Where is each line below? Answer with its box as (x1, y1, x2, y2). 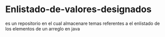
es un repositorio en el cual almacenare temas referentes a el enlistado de (5, 20, 160, 26)
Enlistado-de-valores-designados (5, 4, 152, 15)
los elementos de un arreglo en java (5, 25, 80, 31)
